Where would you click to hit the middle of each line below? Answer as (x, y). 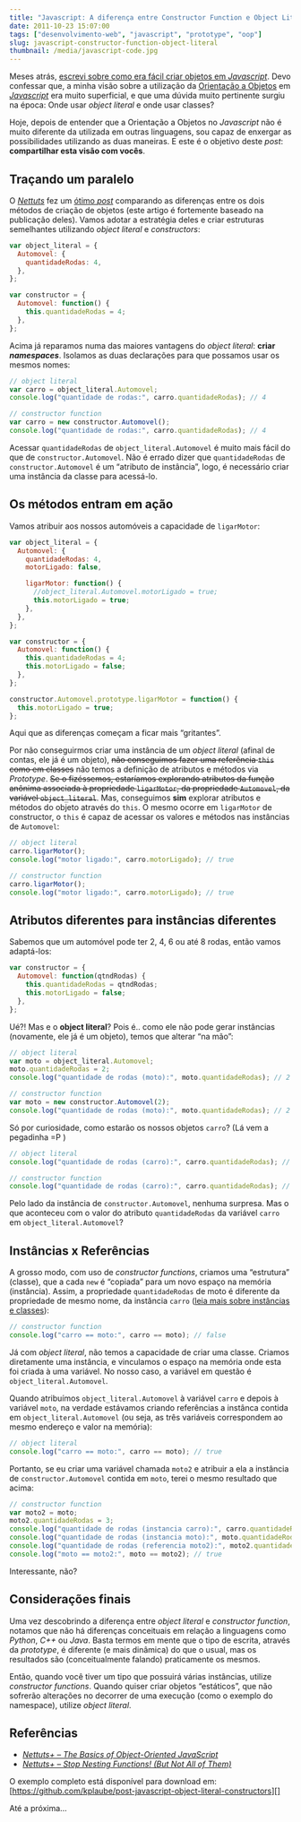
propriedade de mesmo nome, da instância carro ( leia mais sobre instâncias (150, 1301)
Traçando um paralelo (72, 179)
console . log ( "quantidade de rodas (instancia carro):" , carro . (130, 1529)
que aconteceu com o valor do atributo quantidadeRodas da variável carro (145, 1213)
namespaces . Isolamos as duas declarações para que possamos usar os (145, 355)
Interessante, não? (43, 1571)
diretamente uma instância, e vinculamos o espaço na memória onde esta (146, 1361)
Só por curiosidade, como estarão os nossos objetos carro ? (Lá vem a (139, 1127)
